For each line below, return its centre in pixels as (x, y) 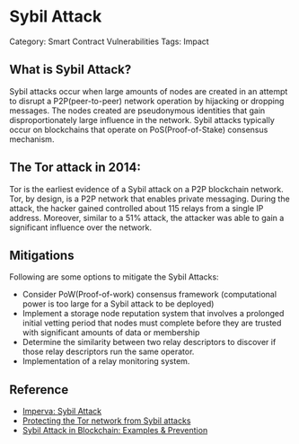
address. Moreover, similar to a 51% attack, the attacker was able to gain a (147, 218)
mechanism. (32, 139)
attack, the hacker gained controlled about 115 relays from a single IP (136, 208)
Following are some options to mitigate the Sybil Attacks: (114, 277)
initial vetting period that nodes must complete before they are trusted (152, 323)
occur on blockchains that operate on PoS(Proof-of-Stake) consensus (139, 129)
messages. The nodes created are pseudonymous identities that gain (137, 111)
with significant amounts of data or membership (111, 333)
